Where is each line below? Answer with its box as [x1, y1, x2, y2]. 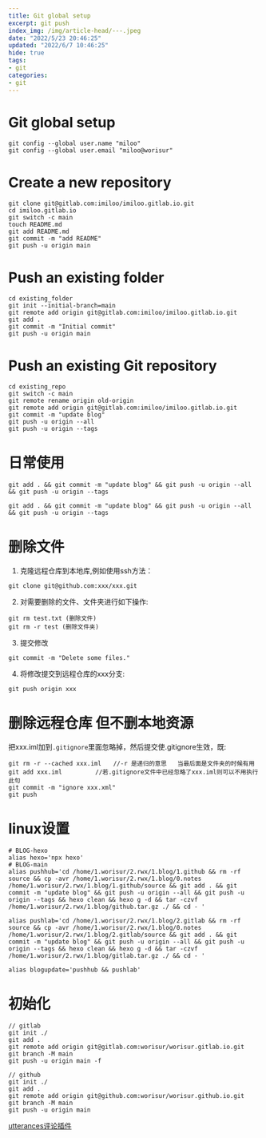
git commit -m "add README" [8, 235, 102, 243]
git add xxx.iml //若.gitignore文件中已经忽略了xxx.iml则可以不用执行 [8, 768, 259, 777]
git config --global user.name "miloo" [8, 139, 141, 148]
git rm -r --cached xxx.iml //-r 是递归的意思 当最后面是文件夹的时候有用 [8, 760, 256, 768]
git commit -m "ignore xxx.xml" [8, 784, 116, 792]
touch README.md [8, 221, 62, 229]
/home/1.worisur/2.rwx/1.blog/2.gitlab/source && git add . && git [8, 931, 238, 939]
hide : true [8, 49, 45, 57]
